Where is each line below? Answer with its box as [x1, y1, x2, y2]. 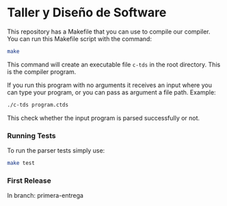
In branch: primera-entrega [7, 192, 84, 200]
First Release [7, 176, 51, 185]
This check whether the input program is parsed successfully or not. [7, 114, 200, 122]
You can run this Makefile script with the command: [7, 34, 152, 42]
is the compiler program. [7, 67, 77, 76]
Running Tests [7, 131, 56, 140]
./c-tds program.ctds [7, 101, 69, 108]
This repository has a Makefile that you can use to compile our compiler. [7, 27, 211, 36]
